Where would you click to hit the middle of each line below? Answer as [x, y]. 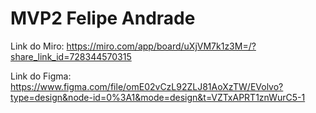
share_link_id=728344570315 [71, 56]
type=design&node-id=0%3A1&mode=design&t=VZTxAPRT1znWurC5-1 [158, 97]
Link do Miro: [37, 46]
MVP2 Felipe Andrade [103, 18]
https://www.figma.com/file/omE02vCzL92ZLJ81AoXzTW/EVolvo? [147, 86]
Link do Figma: [41, 76]
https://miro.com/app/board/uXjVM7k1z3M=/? [161, 46]
